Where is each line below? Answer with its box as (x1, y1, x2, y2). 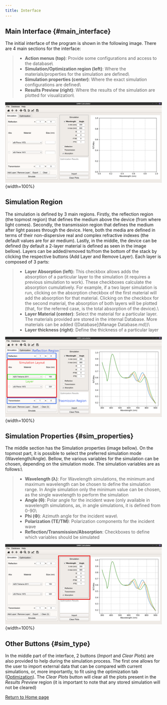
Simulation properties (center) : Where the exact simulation (24, 76, 148, 82)
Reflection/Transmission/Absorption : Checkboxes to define (24, 529, 150, 535)
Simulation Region (5, 198, 63, 207)
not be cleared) (5, 685, 37, 691)
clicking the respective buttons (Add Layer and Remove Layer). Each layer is (5, 253, 162, 259)
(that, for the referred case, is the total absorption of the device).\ (24, 305, 159, 311)
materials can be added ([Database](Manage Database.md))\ (24, 321, 150, 327)
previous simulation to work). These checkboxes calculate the (24, 279, 152, 285)
